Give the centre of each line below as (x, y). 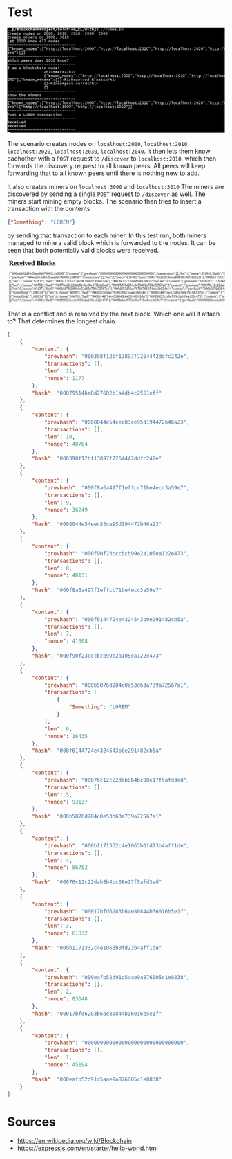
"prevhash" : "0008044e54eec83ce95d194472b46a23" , (117, 422)
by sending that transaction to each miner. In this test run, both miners (107, 235)
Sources (32, 1122)
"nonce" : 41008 (66, 641)
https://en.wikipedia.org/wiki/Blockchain (75, 1141)
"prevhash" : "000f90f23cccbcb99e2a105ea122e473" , (117, 554)
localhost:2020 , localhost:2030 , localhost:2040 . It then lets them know (109, 151)
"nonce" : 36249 (66, 510)
